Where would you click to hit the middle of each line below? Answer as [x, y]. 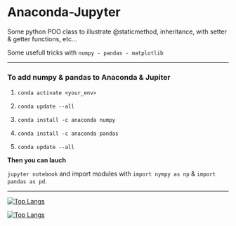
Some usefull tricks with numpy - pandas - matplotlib [85, 52]
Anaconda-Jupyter [64, 12]
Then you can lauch [37, 160]
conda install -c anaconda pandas [68, 134]
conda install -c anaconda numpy [66, 120]
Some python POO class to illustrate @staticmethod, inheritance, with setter [117, 31]
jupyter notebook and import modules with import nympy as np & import [112, 174]
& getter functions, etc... [42, 38]
